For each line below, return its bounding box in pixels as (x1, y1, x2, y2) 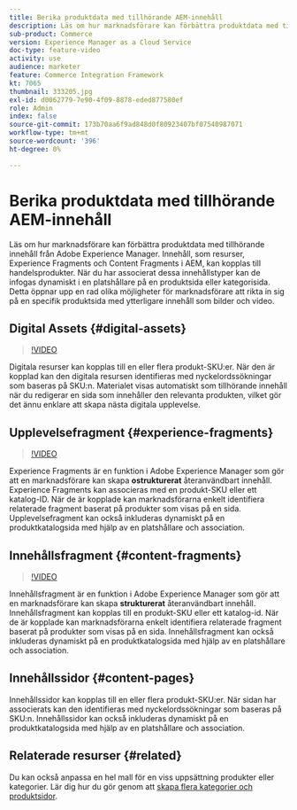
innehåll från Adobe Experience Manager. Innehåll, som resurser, (9, 248, 246, 259)
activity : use (9, 54, 62, 63)
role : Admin (9, 104, 53, 113)
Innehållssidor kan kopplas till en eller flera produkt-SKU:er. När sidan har (9, 694, 277, 705)
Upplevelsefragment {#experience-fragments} (9, 424, 274, 440)
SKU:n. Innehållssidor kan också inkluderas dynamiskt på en (9, 713, 229, 723)
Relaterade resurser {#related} (9, 748, 183, 763)
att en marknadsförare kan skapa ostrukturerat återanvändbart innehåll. (9, 475, 272, 486)
